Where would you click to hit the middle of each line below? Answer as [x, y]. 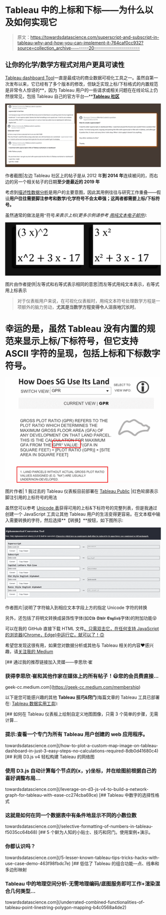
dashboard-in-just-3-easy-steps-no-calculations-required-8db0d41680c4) [82, 751]
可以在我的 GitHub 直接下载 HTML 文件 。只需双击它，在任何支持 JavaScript [82, 629]
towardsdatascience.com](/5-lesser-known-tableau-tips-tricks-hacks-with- [82, 858]
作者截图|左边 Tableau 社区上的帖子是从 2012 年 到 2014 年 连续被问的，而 [80, 175]
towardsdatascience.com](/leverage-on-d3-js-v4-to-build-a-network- [77, 789]
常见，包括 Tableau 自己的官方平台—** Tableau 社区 [66, 96]
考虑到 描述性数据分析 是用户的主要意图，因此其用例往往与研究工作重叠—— [81, 192]
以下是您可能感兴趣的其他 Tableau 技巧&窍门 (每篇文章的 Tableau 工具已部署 [83, 697]
